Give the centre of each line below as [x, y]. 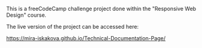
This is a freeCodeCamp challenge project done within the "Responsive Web [101, 9]
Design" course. [26, 15]
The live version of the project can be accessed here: [72, 27]
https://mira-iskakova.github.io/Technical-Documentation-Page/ [86, 38]
